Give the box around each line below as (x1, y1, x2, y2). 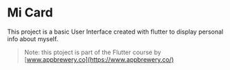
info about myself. (7, 34, 59, 43)
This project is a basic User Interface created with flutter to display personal (7, 27, 224, 36)
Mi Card (7, 5, 53, 21)
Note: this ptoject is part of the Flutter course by (23, 48, 162, 56)
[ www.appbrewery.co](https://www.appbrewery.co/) (23, 55, 174, 63)
